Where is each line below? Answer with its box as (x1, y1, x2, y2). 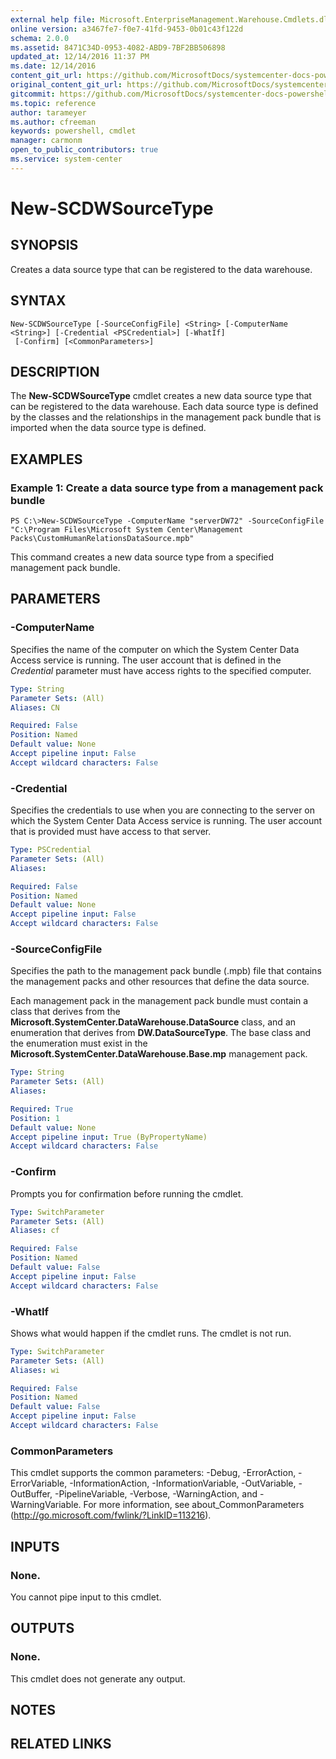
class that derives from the (10, 1006, 121, 1018)
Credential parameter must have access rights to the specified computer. (10, 664, 312, 676)
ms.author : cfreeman (10, 117, 97, 127)
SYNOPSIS (10, 237, 79, 254)
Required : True (10, 1104, 74, 1114)
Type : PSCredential (10, 845, 92, 855)
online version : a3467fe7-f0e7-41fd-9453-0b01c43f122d (10, 24, 244, 34)
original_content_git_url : (10, 80, 123, 90)
